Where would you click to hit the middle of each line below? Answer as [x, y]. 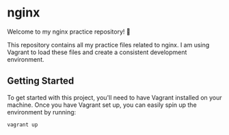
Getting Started [41, 81]
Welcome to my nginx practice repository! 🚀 [69, 32]
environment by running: [42, 112]
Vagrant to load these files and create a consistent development [97, 52]
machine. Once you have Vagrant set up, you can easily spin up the [102, 105]
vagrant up [23, 125]
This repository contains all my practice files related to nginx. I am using [108, 45]
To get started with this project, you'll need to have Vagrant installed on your [114, 97]
